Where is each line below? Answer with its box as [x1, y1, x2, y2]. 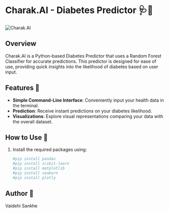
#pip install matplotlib [12, 166, 65, 171]
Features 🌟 [5, 83, 40, 92]
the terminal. [12, 102, 39, 108]
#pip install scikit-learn [12, 161, 70, 166]
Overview [5, 39, 37, 48]
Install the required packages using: [12, 147, 87, 153]
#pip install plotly [12, 175, 56, 180]
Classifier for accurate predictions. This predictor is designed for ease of [5, 58, 156, 64]
